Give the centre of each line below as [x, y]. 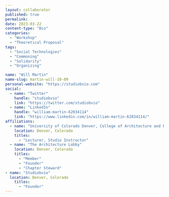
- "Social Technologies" [36, 52]
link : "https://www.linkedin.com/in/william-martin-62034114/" [82, 117]
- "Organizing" [26, 66]
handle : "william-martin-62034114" [52, 112]
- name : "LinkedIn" [30, 108]
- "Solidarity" [26, 61]
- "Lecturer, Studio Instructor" [54, 140]
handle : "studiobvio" [37, 98]
